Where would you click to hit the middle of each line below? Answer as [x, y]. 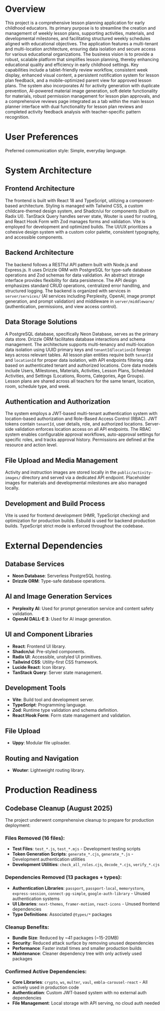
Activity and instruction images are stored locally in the [61, 472]
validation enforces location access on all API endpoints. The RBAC [83, 429]
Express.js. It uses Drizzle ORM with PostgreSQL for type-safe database [78, 270]
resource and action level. [31, 445]
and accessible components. [34, 237]
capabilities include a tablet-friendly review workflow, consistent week [77, 70]
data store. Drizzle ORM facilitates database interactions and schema [75, 339]
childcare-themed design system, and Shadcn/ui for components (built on [80, 211]
